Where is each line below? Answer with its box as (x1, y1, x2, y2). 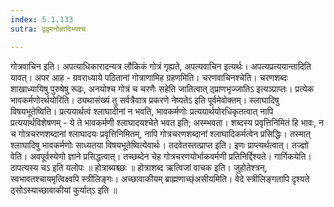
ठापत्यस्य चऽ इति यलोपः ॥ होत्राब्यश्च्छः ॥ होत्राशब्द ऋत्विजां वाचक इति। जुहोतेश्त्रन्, (10, 161, 268, 173)
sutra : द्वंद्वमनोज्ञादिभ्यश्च (10, 24, 87, 34)
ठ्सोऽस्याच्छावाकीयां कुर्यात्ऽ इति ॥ (10, 184, 118, 196)
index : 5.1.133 (10, 14, 74, 25)
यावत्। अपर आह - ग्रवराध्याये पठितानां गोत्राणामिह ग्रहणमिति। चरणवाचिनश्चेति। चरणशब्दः (10, 71, 289, 83)
